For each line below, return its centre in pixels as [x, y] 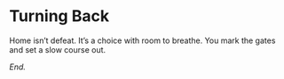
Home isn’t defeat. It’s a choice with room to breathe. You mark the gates [142, 40]
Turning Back [59, 16]
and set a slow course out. [58, 49]
